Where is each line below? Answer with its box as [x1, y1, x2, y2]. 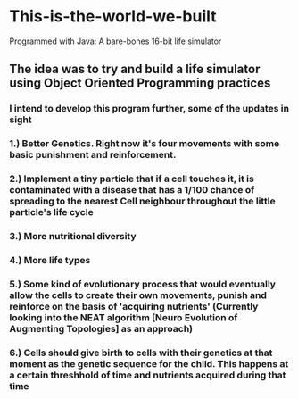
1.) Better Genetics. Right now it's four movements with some [9, 137, 280, 150]
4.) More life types [9, 254, 91, 266]
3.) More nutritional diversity [9, 230, 137, 243]
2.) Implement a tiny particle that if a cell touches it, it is [9, 172, 254, 185]
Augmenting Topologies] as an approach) [9, 322, 194, 335]
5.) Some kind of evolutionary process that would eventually [9, 278, 277, 290]
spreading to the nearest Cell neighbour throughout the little [9, 195, 277, 207]
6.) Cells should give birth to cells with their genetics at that [9, 346, 273, 359]
